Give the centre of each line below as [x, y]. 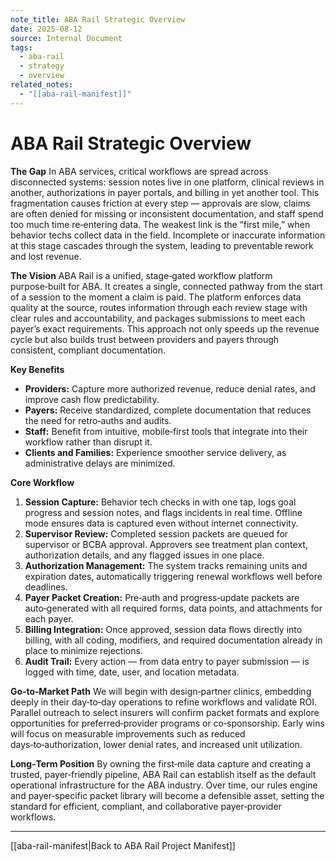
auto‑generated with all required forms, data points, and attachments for [173, 608]
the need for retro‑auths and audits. [98, 420]
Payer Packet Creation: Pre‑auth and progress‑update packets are [162, 597]
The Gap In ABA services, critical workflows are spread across [139, 171]
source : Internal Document [66, 38]
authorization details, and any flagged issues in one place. [144, 555]
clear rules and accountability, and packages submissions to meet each [158, 318]
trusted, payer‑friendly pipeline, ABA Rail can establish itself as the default [163, 774]
